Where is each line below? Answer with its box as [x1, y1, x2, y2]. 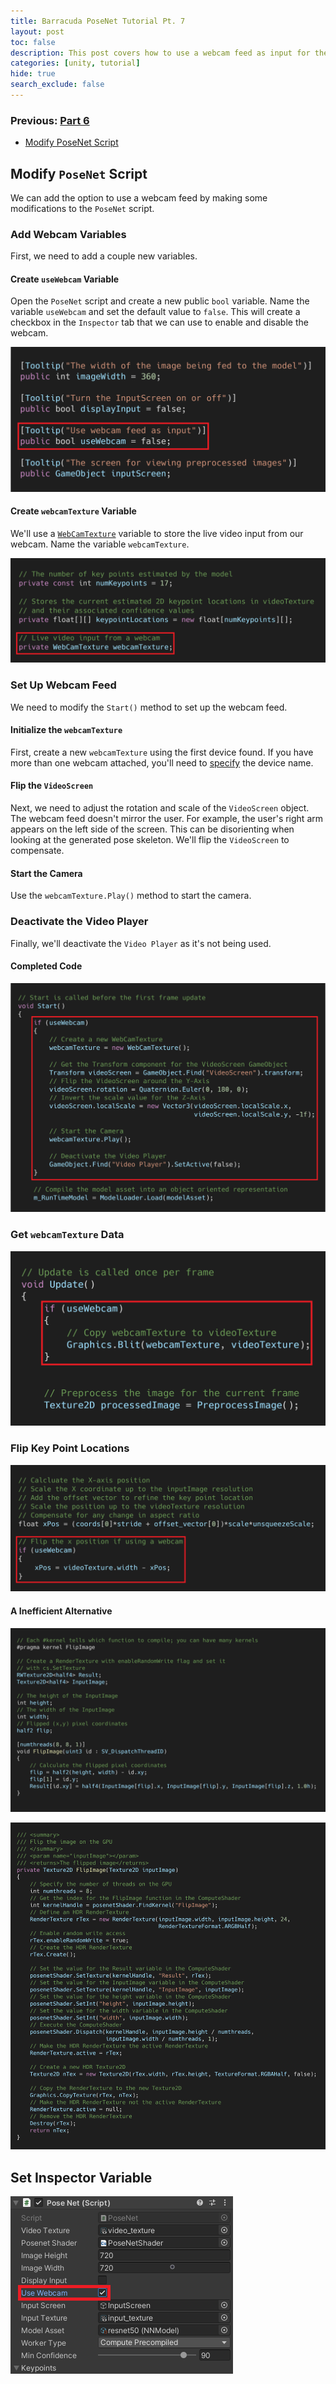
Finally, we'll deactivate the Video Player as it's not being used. [10, 937, 272, 949]
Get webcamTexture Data [10, 1228, 125, 1242]
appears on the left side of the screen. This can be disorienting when [10, 823, 295, 835]
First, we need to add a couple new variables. [10, 250, 198, 262]
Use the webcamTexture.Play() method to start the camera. [10, 890, 252, 902]
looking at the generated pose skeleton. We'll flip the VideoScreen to [10, 834, 290, 846]
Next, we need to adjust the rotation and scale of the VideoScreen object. [10, 802, 310, 814]
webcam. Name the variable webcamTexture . [10, 538, 190, 550]
